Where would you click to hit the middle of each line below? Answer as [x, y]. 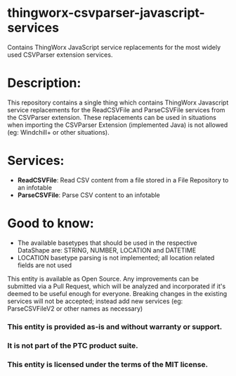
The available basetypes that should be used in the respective [107, 243]
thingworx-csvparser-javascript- [106, 13]
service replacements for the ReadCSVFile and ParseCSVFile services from [116, 109]
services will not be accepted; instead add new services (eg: [95, 301]
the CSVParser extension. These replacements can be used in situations [112, 117]
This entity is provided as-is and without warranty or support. [115, 326]
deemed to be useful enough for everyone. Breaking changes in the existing [117, 293]
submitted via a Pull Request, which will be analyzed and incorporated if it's [117, 286]
